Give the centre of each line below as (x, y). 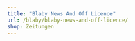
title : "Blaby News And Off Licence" (62, 14)
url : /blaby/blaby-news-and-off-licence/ (68, 20)
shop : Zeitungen (30, 26)
